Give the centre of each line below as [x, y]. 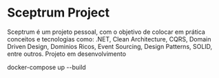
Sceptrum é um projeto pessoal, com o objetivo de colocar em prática [106, 32]
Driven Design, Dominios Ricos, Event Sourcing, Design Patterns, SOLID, [110, 46]
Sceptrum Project [59, 13]
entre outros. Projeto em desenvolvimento [66, 54]
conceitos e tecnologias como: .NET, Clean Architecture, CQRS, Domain [109, 39]
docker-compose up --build [46, 67]
